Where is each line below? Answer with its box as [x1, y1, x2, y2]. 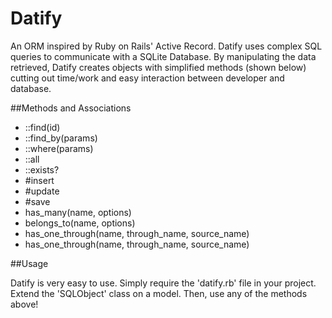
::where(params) [24, 142, 94, 154]
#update [24, 185, 60, 197]
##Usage [10, 257, 49, 269]
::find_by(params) [24, 132, 98, 144]
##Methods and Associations [10, 102, 132, 114]
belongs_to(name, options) [24, 217, 136, 229]
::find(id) [24, 121, 61, 133]
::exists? [24, 163, 60, 176]
